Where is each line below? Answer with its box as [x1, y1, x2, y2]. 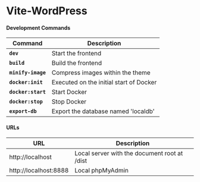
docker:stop [9, 98, 43, 105]
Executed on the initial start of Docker [51, 79, 157, 87]
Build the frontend [51, 59, 102, 67]
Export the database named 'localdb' [51, 107, 155, 115]
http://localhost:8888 [9, 166, 69, 174]
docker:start [9, 89, 46, 96]
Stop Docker [51, 98, 87, 106]
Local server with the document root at [74, 149, 183, 157]
